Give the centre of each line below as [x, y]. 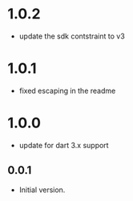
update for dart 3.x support [64, 145]
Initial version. [42, 190]
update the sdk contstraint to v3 [72, 36]
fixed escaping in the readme [67, 90]
